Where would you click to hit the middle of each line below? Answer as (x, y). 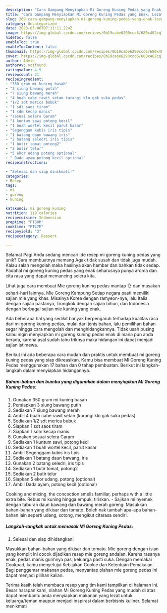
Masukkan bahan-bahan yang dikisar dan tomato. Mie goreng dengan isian (82, 549)
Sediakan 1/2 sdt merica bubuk (44, 421)
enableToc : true (22, 42)
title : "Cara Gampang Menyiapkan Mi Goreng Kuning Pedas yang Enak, (78, 14)
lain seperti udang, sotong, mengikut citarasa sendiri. (74, 515)
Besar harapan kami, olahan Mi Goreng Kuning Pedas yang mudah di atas (81, 590)
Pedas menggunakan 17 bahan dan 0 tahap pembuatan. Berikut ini (73, 365)
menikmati (16, 606)
